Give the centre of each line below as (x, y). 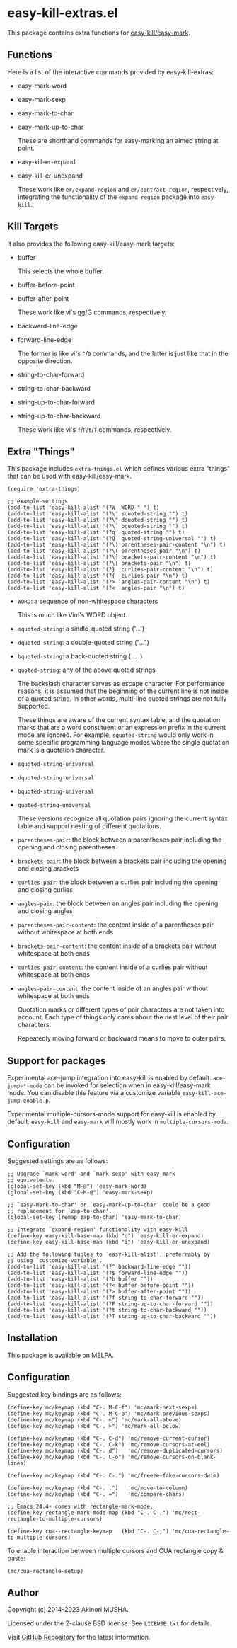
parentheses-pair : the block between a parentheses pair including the (120, 840)
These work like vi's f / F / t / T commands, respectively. (94, 429)
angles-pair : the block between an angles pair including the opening (118, 903)
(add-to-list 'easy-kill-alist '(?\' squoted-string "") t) (98, 514)
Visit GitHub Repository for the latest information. (79, 1637)
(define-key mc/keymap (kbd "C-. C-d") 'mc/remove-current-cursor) (109, 1438)
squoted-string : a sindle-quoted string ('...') (81, 629)
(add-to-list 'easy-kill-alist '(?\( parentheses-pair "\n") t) (104, 551)
